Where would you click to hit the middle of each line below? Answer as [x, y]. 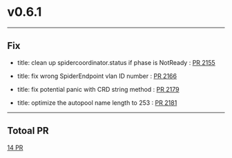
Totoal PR [28, 131]
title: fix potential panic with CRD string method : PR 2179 [98, 89]
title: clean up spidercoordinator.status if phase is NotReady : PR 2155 [116, 62]
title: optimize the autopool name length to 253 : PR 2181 [97, 102]
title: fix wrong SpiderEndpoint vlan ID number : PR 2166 [97, 76]
